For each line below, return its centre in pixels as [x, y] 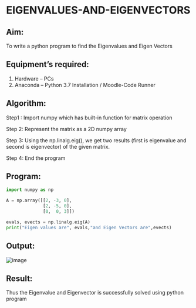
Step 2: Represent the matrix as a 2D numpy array [67, 129]
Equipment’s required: [48, 64]
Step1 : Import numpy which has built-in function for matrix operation [89, 118]
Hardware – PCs [34, 78]
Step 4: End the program [36, 158]
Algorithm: [26, 103]
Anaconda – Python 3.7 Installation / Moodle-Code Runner [85, 85]
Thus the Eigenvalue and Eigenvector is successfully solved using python [95, 293]
